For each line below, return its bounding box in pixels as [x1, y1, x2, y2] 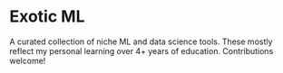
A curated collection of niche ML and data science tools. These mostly [9, 36, 273, 47]
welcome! [9, 55, 46, 66]
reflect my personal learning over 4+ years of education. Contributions [9, 45, 274, 56]
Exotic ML [9, 6, 85, 27]
